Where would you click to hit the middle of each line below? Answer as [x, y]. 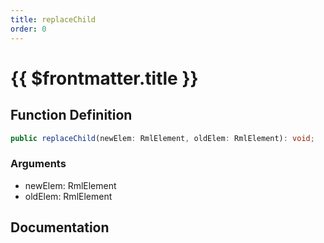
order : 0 [28, 29]
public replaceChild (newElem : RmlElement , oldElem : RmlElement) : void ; [162, 138]
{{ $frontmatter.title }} [104, 78]
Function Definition [71, 115]
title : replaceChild [53, 19]
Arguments [38, 164]
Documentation [60, 227]
